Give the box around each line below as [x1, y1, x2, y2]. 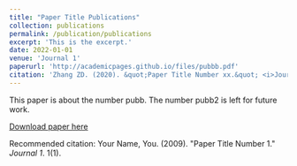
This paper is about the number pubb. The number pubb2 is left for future [9, 94, 278, 105]
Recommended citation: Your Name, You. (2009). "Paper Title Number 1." [9, 138, 276, 148]
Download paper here [9, 121, 88, 132]
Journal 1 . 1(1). [9, 147, 62, 158]
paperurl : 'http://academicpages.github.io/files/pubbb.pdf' [9, 63, 240, 72]
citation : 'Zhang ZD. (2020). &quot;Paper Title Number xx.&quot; [9, 71, 259, 79]
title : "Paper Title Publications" [9, 12, 141, 22]
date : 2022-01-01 [9, 46, 73, 55]
